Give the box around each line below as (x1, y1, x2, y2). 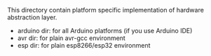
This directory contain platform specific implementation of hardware (7, 6, 205, 14)
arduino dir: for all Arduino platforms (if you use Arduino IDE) (17, 27, 193, 35)
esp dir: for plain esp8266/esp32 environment (17, 41, 151, 49)
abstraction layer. (7, 13, 57, 21)
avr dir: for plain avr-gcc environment (17, 34, 126, 42)
